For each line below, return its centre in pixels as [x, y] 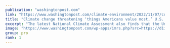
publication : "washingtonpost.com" [43, 10]
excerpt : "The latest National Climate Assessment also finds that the [82, 24]
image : [12, 28]
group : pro [17, 33]
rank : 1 [13, 38]
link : [11, 14]
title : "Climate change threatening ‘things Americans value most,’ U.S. [85, 19]
